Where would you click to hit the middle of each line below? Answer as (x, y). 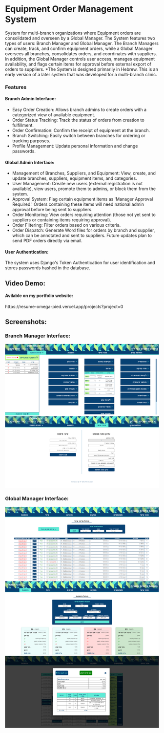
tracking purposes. (31, 141)
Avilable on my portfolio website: (39, 296)
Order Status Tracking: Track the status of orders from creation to (78, 120)
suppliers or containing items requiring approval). (61, 220)
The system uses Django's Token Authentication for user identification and (80, 263)
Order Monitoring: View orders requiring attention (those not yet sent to (84, 215)
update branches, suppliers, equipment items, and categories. (75, 178)
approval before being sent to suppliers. (52, 210)
